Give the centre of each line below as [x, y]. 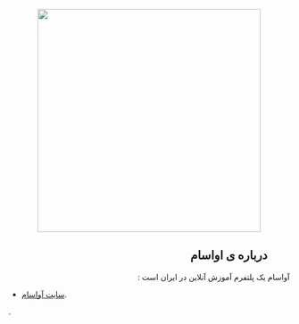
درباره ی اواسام [228, 256]
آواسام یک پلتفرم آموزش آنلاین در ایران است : [213, 277]
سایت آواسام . [44, 294]
